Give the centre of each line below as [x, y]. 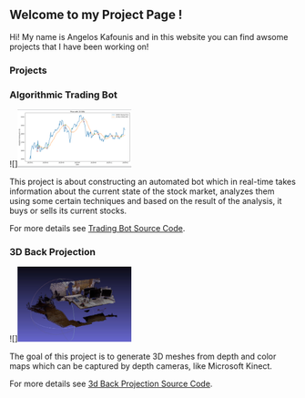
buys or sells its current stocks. [68, 210]
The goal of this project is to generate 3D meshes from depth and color [143, 357]
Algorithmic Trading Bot [64, 95]
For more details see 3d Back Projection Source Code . [111, 384]
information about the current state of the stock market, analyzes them [142, 191]
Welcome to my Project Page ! [96, 15]
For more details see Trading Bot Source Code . [97, 228]
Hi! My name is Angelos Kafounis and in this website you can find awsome [149, 36]
